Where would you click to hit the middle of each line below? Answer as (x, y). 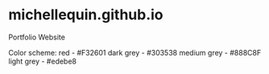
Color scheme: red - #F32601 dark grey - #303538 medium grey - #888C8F (135, 52)
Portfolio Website (37, 37)
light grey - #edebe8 (43, 61)
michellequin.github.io (86, 15)
